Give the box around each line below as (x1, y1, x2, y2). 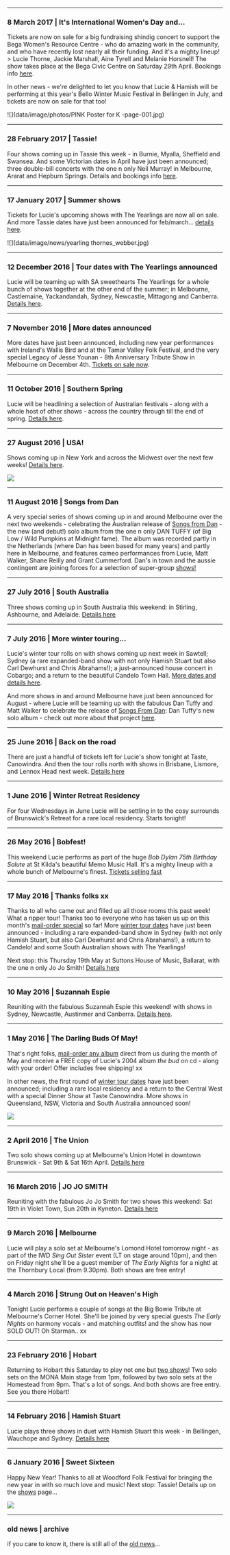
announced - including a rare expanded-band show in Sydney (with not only (7, 929, 222, 937)
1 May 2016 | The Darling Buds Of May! (7, 1034, 138, 1043)
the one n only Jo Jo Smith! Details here (7, 964, 120, 972)
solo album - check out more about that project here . (7, 713, 156, 722)
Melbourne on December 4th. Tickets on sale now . (7, 361, 150, 369)
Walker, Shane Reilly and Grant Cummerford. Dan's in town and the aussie (7, 556, 216, 565)
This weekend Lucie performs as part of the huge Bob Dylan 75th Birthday (7, 853, 218, 861)
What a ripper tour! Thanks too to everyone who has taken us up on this (7, 914, 210, 923)
